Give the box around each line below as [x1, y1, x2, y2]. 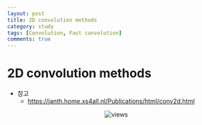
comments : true [7, 36, 51, 43]
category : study [7, 23, 54, 30]
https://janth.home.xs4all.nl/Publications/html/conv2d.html [27, 97, 195, 106]
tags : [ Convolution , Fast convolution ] [7, 29, 122, 37]
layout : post [7, 10, 45, 17]
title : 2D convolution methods [7, 17, 98, 23]
